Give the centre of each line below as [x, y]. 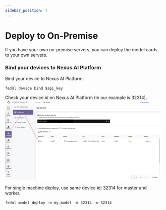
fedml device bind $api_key [34, 88]
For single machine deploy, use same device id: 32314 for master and [76, 188]
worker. [13, 193]
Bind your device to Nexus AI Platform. [45, 78]
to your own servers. [26, 55]
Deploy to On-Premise [52, 36]
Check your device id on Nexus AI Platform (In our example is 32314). [76, 98]
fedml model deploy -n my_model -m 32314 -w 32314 [58, 203]
